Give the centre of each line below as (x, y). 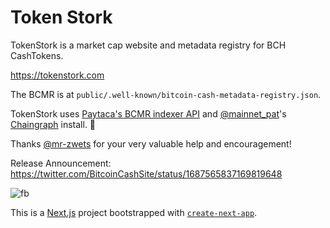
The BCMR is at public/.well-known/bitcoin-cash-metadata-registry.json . (166, 94)
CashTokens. (37, 55)
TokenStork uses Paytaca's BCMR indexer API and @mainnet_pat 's (148, 113)
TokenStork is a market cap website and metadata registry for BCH (148, 45)
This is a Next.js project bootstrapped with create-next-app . (134, 212)
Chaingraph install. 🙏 (53, 124)
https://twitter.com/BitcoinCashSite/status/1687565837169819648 (146, 173)
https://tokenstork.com (57, 75)
